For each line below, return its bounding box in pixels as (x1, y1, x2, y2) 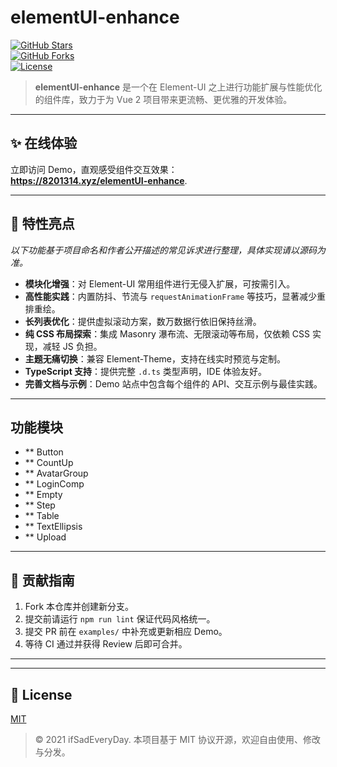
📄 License (10, 686, 73, 703)
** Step (24, 499, 56, 511)
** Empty (24, 489, 63, 501)
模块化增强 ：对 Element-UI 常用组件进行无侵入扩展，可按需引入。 (24, 277, 296, 290)
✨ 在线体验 (10, 135, 78, 152)
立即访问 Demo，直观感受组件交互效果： (10, 163, 178, 175)
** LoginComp (24, 478, 85, 490)
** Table (24, 510, 60, 522)
